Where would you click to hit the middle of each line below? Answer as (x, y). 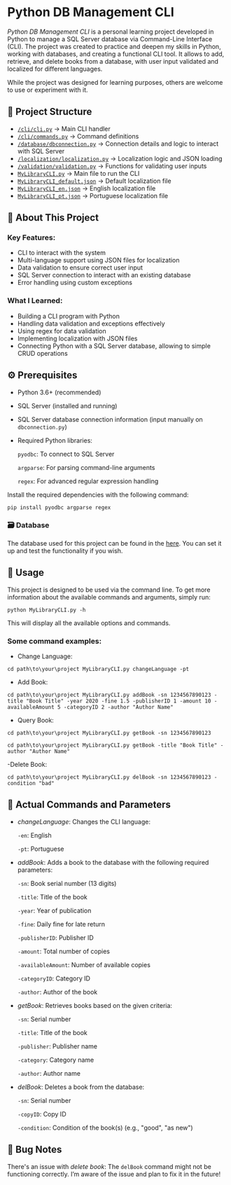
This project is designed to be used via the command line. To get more (109, 590)
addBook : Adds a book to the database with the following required (113, 862)
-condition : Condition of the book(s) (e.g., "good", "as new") (105, 1128)
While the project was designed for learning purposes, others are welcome (115, 82)
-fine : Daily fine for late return (61, 924)
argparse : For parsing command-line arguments (86, 467)
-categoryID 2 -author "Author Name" (118, 707)
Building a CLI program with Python (69, 316)
